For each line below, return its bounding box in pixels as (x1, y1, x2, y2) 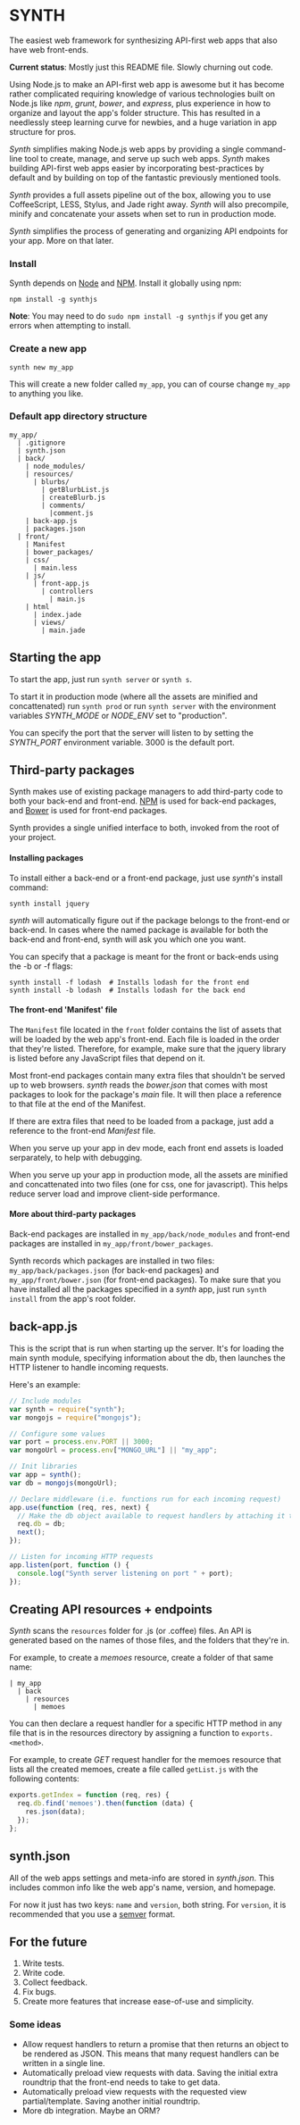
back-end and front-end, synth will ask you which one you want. (9, 934, 246, 945)
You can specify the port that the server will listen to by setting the (9, 727, 254, 737)
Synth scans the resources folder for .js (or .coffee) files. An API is (9, 1626, 252, 1637)
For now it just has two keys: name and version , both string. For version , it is (9, 1899, 287, 1910)
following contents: (9, 1773, 80, 1784)
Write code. (21, 1968, 65, 1979)
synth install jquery (9, 899, 90, 908)
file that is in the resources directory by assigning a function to (9, 1728, 239, 1738)
